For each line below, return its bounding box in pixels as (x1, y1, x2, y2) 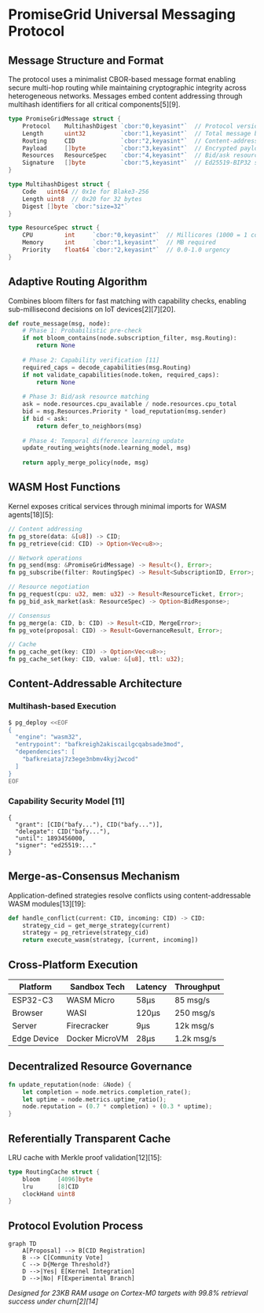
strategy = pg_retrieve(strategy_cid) (22, 928, 149, 937)
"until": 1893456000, (15, 834, 86, 842)
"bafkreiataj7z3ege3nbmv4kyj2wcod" (22, 755, 139, 764)
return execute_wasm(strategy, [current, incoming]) (22, 936, 199, 944)
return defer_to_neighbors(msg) (36, 422, 143, 430)
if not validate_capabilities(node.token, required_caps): (22, 370, 220, 379)
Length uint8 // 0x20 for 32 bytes (22, 195, 143, 203)
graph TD (8, 1240, 37, 1248)
